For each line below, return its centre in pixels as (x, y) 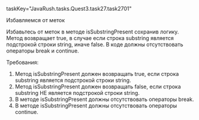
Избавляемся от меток (36, 20)
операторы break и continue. (43, 51)
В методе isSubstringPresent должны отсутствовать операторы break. (104, 99)
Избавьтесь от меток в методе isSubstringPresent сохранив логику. (93, 32)
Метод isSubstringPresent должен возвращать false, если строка (98, 87)
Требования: (22, 62)
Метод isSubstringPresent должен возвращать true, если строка (97, 74)
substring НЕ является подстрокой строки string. (77, 93)
